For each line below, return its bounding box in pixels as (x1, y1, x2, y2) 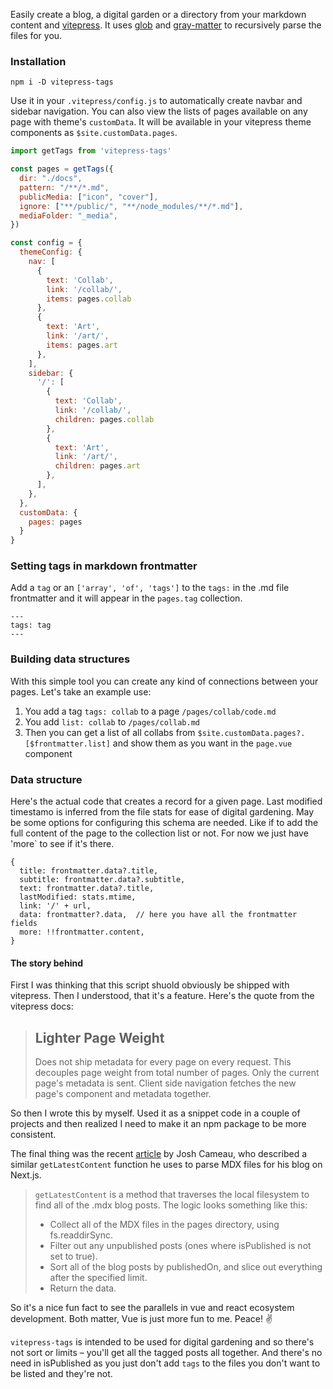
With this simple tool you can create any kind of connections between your (10, 675, 319, 687)
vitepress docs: (10, 1000, 74, 1013)
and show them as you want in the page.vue (112, 737, 293, 749)
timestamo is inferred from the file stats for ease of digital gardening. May (10, 806, 315, 818)
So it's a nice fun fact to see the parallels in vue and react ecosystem (10, 1302, 295, 1314)
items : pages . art (46, 340, 118, 350)
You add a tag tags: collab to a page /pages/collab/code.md (24, 705, 277, 717)
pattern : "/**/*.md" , (19, 182, 110, 193)
